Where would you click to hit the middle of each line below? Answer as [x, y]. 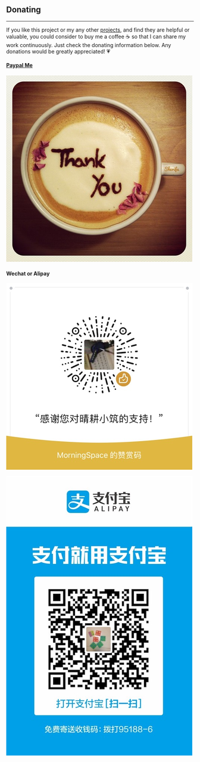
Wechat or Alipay [28, 273]
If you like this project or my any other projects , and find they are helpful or [98, 30]
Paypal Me [19, 66]
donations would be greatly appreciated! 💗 [58, 51]
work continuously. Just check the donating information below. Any [89, 45]
